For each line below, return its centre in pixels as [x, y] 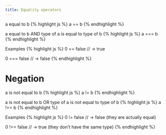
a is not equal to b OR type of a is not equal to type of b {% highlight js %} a [83, 102]
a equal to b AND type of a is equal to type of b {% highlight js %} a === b [82, 33]
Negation [25, 78]
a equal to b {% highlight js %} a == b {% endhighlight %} [64, 24]
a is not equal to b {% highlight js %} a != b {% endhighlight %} [70, 92]
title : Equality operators [33, 10]
